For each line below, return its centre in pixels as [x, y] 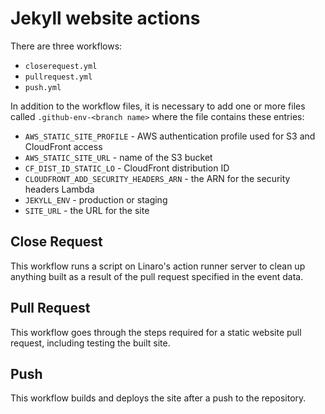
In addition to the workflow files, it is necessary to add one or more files [158, 106]
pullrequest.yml [58, 77]
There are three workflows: [66, 46]
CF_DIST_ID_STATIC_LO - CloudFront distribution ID [127, 168]
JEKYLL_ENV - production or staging [96, 199]
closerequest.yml [61, 66]
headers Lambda [59, 189]
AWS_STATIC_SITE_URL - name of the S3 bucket [118, 157]
